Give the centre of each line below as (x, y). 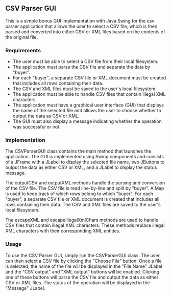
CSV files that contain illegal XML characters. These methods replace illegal (85, 225)
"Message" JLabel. (25, 288)
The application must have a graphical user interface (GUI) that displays (88, 105)
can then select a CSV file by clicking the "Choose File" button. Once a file (83, 261)
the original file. (22, 37)
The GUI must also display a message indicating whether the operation (87, 121)
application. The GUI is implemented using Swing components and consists (85, 157)
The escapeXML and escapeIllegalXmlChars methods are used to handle (82, 220)
